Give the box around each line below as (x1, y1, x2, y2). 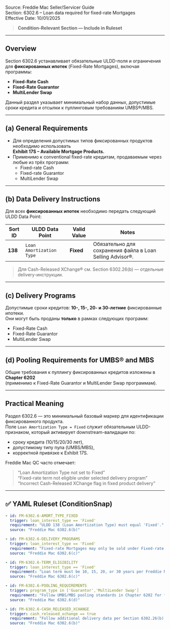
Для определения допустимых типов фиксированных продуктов (12, 137, 153, 144)
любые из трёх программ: (12, 159, 69, 165)
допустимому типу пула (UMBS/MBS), (12, 444, 95, 450)
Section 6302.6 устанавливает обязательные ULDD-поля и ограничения (5, 58, 161, 64)
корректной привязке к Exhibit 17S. (12, 450, 89, 456)
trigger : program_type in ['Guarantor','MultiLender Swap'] (10, 588, 139, 593)
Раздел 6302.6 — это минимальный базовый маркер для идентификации (5, 413, 164, 419)
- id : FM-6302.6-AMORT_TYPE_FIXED (5, 513, 78, 518)
